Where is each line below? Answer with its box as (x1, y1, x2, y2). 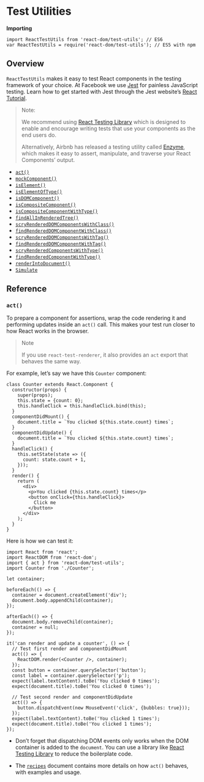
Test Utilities (6, 4, 72, 18)
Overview (6, 58, 45, 69)
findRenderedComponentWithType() (15, 254, 101, 260)
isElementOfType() (15, 188, 62, 195)
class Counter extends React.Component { (6, 382, 114, 388)
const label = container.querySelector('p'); (12, 673, 130, 679)
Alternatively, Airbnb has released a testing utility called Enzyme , (21, 143, 186, 150)
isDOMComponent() (15, 195, 60, 201)
